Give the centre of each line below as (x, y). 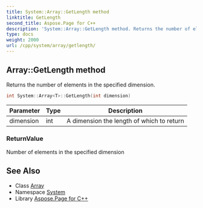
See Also (23, 171)
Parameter (25, 111)
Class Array (29, 186)
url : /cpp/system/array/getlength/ (51, 46)
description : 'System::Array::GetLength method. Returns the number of (98, 29)
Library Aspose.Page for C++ (52, 198)
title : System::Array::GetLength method (58, 12)
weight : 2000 (23, 40)
